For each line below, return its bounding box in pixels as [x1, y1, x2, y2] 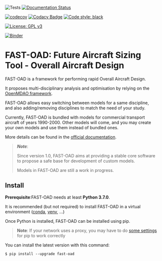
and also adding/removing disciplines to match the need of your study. [5, 105, 146, 111]
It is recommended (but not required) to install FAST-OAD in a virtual [5, 203, 141, 209]
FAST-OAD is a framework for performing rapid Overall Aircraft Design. [5, 76, 146, 82]
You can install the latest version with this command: [5, 242, 110, 248]
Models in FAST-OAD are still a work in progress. [16, 167, 114, 173]
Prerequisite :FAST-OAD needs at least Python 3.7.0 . [5, 194, 110, 200]
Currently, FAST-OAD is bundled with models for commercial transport [5, 114, 145, 120]
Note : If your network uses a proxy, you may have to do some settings [16, 228, 157, 233]
